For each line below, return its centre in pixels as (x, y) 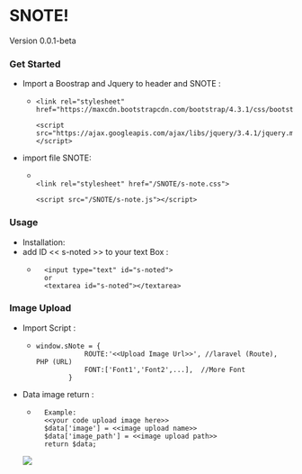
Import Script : (49, 328)
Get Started (35, 64)
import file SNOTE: (57, 158)
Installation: (44, 242)
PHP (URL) (54, 361)
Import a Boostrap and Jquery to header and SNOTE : (122, 84)
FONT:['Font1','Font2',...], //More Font (164, 369)
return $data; (70, 444)
